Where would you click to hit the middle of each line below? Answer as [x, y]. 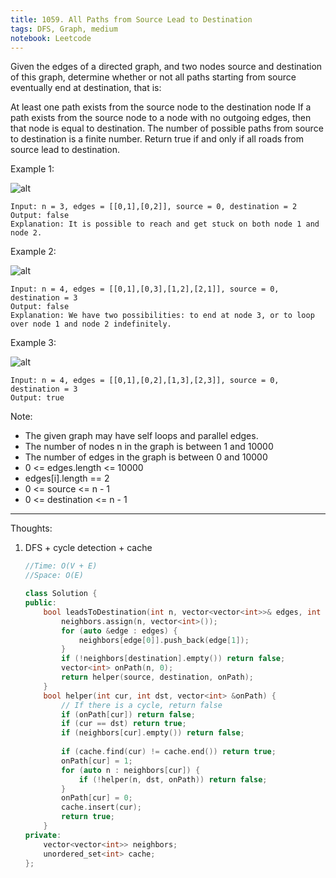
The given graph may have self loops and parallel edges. [141, 436]
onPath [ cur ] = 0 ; [97, 798]
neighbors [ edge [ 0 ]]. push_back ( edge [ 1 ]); [164, 640]
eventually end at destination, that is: [86, 88]
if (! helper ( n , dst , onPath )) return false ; [173, 779]
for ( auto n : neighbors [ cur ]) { [131, 770]
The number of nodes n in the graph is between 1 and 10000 [149, 447]
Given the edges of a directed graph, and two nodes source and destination [166, 67]
